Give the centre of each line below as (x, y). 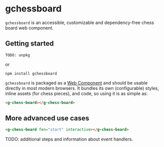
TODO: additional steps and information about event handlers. (69, 139)
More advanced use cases (47, 118)
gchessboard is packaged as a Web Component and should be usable (76, 82)
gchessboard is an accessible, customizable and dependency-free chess (80, 22)
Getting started (30, 44)
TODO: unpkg (18, 55)
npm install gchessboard (31, 73)
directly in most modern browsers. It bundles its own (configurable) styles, (82, 88)
